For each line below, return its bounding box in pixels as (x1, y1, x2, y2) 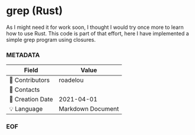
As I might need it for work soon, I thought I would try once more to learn (6, 24, 184, 31)
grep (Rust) (6, 4, 63, 18)
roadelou (59, 76, 84, 84)
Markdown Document (59, 105, 119, 113)
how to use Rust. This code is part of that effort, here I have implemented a (6, 29, 190, 37)
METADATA (6, 51, 40, 59)
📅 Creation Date (9, 96, 53, 104)
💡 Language (9, 105, 43, 113)
